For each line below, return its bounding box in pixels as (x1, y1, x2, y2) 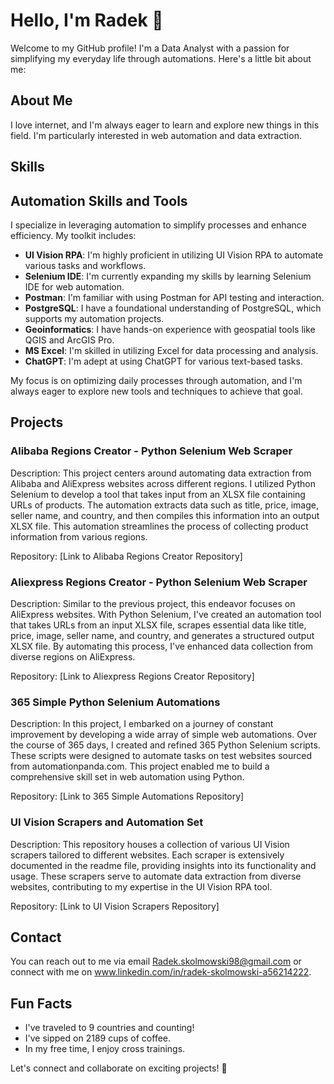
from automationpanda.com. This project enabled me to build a (10, 760, 270, 773)
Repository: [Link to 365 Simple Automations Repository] (10, 790, 245, 803)
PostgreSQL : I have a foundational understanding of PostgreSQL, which (24, 302, 322, 314)
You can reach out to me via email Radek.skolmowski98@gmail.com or (10, 955, 302, 968)
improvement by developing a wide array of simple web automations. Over (10, 729, 317, 741)
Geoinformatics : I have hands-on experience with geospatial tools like (24, 323, 316, 335)
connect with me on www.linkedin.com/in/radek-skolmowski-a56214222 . (10, 966, 312, 978)
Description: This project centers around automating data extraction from (10, 467, 312, 479)
